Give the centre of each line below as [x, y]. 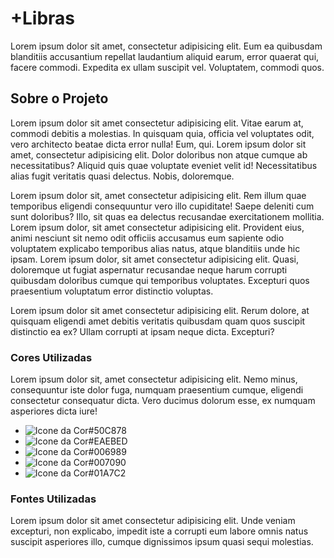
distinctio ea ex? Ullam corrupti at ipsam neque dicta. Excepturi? [142, 331]
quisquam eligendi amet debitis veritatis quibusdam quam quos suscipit [158, 321]
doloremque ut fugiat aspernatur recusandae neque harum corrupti [149, 269]
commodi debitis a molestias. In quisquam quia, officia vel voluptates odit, [162, 133]
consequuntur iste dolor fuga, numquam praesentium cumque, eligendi [157, 390]
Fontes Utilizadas [53, 499]
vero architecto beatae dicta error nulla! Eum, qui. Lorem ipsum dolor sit [158, 144]
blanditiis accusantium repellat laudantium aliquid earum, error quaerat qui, [165, 56]
